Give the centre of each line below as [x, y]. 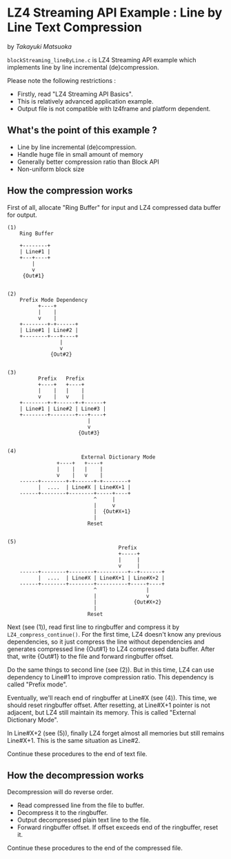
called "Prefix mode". [37, 684]
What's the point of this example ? [82, 130]
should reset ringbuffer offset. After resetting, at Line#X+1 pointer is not [109, 705]
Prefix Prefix [61, 378]
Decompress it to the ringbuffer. [62, 813]
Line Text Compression [75, 27]
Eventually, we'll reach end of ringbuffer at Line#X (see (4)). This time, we [112, 697]
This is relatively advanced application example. [85, 101]
